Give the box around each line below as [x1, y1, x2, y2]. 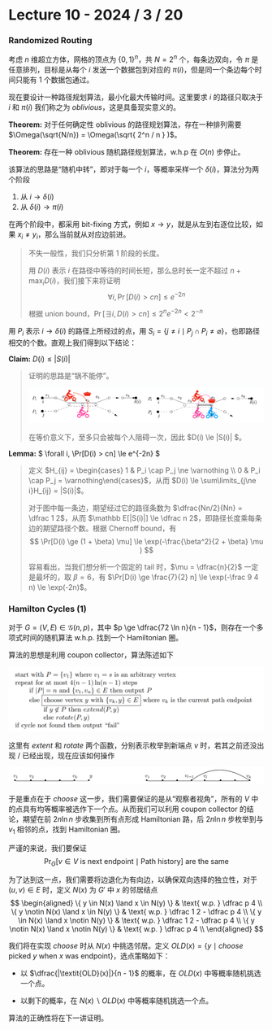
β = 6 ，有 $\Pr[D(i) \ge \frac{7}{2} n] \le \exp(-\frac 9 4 [72, 572, 259, 583]
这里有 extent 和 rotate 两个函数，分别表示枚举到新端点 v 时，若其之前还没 [8, 740, 257, 750]
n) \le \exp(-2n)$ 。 [28, 583, 92, 592]
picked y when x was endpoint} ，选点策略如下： [8, 951, 171, 961]
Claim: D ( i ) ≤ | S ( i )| [8, 354, 71, 364]
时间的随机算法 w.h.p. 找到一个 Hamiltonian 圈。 [22, 633, 183, 643]
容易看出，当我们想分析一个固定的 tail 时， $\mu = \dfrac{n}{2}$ [28, 562, 243, 572]
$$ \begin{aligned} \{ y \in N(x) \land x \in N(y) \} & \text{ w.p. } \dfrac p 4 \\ [10, 898, 263, 908]
